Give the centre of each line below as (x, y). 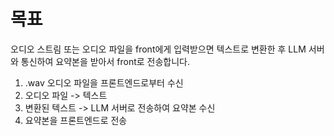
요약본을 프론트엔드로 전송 (76, 120)
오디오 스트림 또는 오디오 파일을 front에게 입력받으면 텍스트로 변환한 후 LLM (158, 49)
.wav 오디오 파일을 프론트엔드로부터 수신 (104, 82)
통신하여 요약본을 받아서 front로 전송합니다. (105, 61)
